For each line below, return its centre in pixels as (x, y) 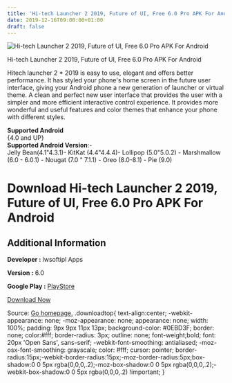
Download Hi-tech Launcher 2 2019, (112, 188)
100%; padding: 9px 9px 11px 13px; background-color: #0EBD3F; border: (111, 328)
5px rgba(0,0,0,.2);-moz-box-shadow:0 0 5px (107, 365)
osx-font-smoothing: (37, 350)
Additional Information (57, 243)
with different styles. (36, 117)
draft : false (26, 26)
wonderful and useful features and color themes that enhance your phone (112, 110)
